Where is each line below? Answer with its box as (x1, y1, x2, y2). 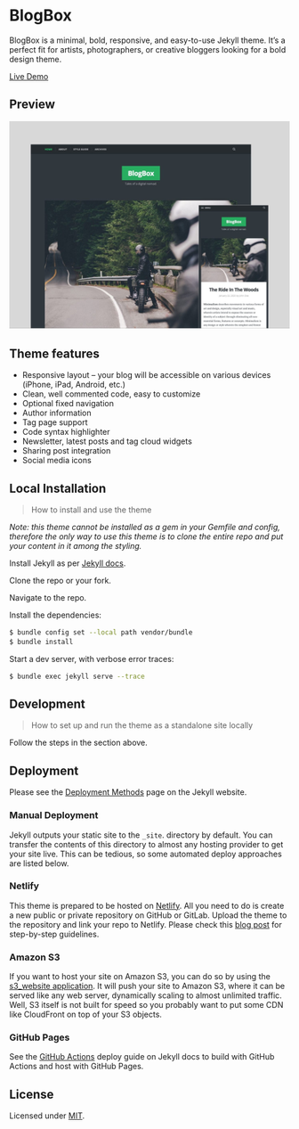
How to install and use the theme (30, 504, 152, 515)
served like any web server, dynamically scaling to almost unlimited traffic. (9, 990, 282, 1001)
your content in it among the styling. (9, 540, 142, 551)
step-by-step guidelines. (9, 929, 100, 939)
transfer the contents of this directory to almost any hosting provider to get (9, 839, 284, 849)
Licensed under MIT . (9, 1110, 85, 1121)
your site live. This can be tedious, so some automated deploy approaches (9, 848, 282, 859)
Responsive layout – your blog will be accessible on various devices (21, 370, 271, 380)
